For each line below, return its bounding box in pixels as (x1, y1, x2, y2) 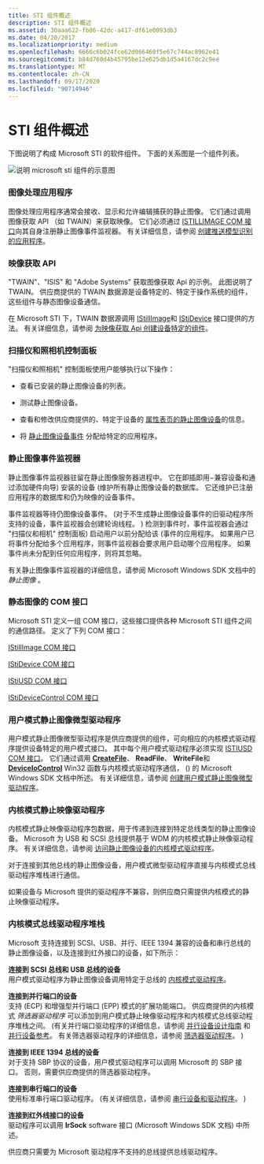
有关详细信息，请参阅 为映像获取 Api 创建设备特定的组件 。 (23, 323, 213, 333)
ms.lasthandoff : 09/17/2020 (8, 77, 101, 85)
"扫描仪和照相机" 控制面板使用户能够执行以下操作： (8, 364, 175, 374)
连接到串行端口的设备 (8, 1084, 77, 1093)
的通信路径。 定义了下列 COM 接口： (8, 626, 127, 635)
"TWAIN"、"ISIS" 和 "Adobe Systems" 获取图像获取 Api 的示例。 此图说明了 (8, 277, 253, 286)
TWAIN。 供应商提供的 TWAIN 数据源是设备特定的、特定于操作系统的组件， (8, 287, 252, 296)
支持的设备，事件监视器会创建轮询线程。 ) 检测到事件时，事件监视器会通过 (8, 519, 249, 528)
